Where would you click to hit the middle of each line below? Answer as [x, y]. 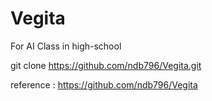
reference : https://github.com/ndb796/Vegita [104, 84]
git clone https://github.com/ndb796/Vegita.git [106, 65]
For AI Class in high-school [66, 46]
